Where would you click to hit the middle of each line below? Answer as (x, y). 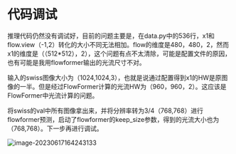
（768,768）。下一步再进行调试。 (55, 128)
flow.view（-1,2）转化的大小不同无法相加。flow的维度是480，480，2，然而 (118, 44)
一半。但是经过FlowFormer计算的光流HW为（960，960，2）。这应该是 (123, 86)
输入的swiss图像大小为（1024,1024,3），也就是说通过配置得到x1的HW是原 (114, 77)
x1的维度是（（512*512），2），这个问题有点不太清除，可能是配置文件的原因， (119, 53)
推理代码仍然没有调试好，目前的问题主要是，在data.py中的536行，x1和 (111, 36)
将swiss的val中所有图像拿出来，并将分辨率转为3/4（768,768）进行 (106, 111)
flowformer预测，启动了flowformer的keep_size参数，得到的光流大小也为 (113, 119)
